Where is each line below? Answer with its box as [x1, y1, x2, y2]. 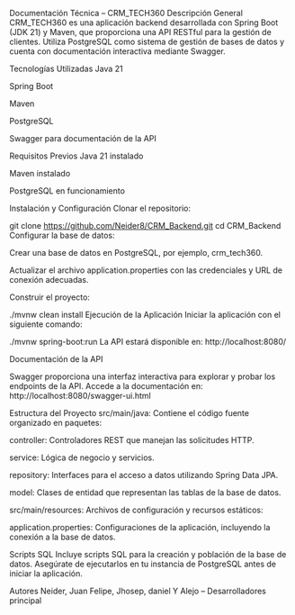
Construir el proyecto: [9, 292, 90, 303]
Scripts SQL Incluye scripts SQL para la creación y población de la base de [9, 549, 287, 559]
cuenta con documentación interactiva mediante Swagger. [9, 46, 227, 57]
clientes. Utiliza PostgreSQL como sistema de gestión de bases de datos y [9, 36, 285, 47]
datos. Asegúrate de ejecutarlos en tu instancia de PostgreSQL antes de [9, 558, 277, 569]
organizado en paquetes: [9, 418, 103, 428]
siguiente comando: [9, 319, 83, 330]
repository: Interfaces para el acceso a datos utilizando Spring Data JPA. [9, 470, 279, 480]
